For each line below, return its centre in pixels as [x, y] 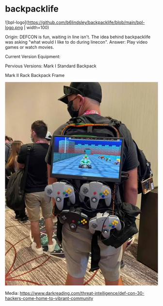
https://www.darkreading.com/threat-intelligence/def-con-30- [82, 293]
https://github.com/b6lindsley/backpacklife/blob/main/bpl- [86, 22]
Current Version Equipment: [33, 56]
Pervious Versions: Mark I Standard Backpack [51, 66]
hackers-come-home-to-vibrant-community [49, 298]
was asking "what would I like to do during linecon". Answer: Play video [76, 42]
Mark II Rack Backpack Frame [35, 75]
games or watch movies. [30, 47]
